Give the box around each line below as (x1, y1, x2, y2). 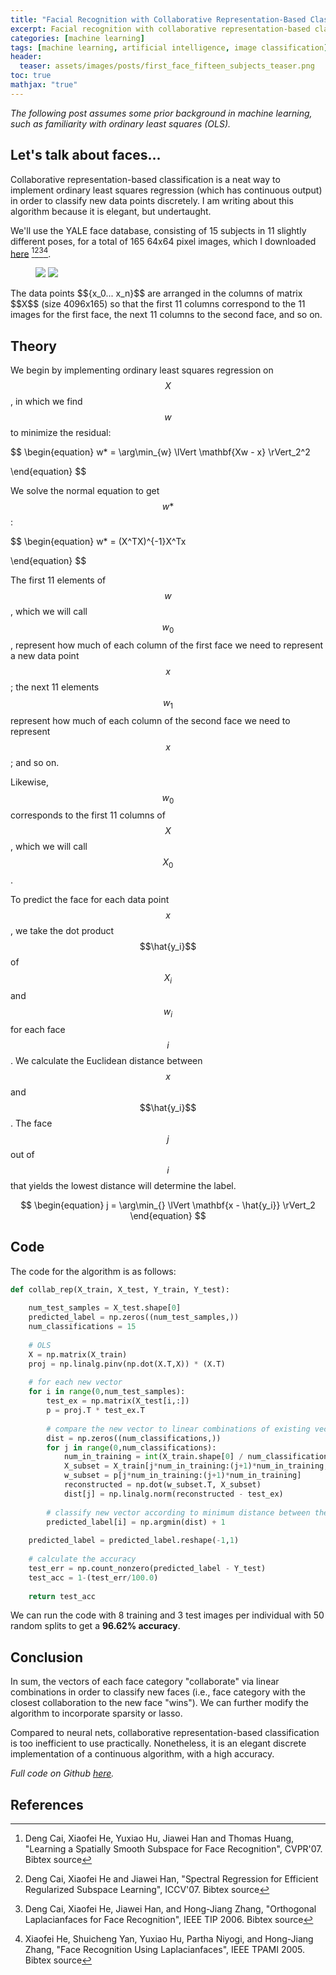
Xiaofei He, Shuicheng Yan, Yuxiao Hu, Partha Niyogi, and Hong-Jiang (24, 1933, 314, 1945)
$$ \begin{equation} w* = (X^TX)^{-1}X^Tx (10, 536, 187, 548)
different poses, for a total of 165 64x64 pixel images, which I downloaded (10, 235, 317, 247)
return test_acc (28, 1591, 97, 1601)
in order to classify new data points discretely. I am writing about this (10, 194, 294, 206)
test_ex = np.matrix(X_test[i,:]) (46, 1396, 190, 1406)
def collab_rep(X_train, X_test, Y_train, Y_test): (10, 1284, 230, 1295)
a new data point (10, 649, 80, 661)
